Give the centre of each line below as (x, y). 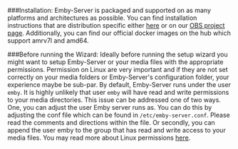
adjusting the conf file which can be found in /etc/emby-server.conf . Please (119, 115)
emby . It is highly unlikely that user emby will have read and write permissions (118, 92)
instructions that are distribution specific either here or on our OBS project (116, 25)
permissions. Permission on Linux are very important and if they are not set (118, 70)
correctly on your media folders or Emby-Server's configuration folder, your (118, 77)
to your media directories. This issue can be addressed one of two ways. (114, 100)
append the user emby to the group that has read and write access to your (117, 130)
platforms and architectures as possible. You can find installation (102, 18)
